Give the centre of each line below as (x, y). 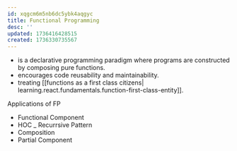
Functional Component (51, 118)
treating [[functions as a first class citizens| (81, 83)
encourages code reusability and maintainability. (88, 75)
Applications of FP (34, 104)
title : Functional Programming (53, 20)
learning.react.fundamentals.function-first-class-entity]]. (100, 90)
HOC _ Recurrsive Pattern (55, 125)
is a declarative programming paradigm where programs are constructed (123, 60)
